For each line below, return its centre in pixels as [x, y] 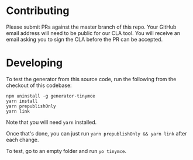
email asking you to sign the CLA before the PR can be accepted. [84, 39]
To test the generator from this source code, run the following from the [91, 79]
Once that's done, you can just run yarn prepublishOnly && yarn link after [96, 133]
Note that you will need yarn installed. [51, 122]
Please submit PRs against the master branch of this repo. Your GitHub [91, 27]
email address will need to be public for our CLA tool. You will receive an [93, 33]
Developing [35, 63]
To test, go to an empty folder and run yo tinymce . [66, 151]
